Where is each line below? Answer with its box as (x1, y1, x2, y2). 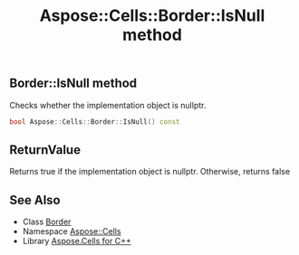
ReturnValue (9, 142, 82, 157)
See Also (9, 192, 61, 208)
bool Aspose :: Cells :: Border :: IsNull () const (9, 117, 180, 127)
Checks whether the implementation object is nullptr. (9, 99, 207, 110)
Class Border (22, 216, 72, 227)
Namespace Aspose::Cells (22, 226, 121, 237)
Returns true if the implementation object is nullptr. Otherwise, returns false (9, 166, 291, 177)
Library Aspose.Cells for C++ (22, 236, 131, 247)
